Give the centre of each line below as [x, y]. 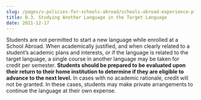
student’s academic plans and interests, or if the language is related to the [97, 53]
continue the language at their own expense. [61, 91]
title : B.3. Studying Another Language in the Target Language [87, 17]
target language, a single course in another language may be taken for [93, 59]
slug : [13, 12]
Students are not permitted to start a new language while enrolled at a [92, 40]
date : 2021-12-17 [28, 23]
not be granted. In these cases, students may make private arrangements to [100, 84]
